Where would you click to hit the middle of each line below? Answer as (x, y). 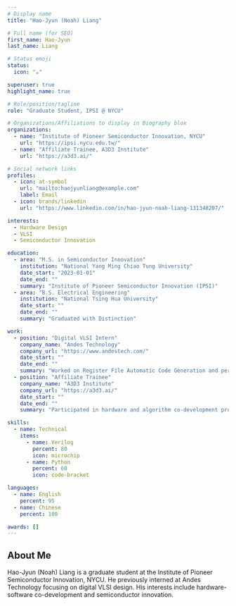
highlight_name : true (39, 91)
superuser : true (31, 85)
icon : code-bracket (61, 475)
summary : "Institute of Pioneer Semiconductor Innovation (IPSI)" (119, 286)
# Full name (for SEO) (40, 33)
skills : (19, 423)
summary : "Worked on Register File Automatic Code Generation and (119, 371)
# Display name (29, 14)
